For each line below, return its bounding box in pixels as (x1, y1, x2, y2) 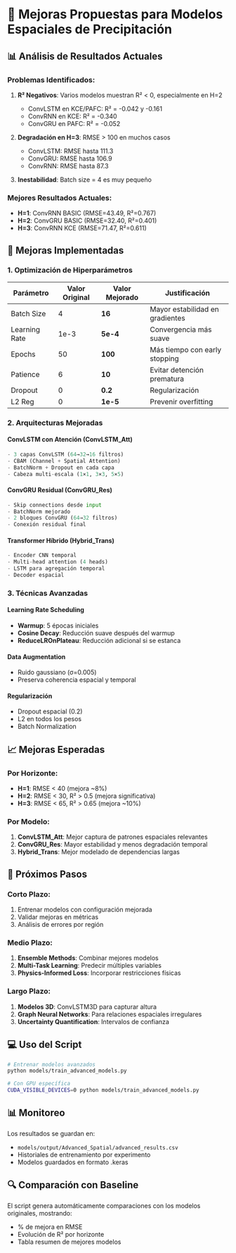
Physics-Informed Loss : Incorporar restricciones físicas (17, 968, 181, 978)
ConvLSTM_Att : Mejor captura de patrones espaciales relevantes (17, 833, 209, 841)
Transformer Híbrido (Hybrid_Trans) (7, 536, 114, 544)
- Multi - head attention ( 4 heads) (7, 559, 109, 566)
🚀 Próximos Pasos (7, 868, 88, 880)
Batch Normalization (17, 722, 77, 731)
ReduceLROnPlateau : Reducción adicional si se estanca (17, 637, 181, 645)
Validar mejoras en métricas (17, 913, 99, 921)
